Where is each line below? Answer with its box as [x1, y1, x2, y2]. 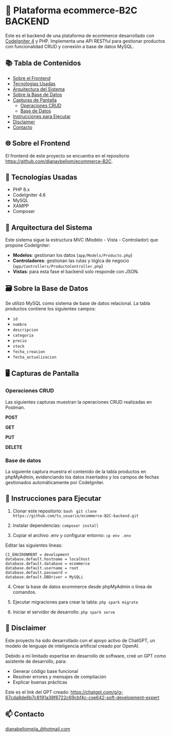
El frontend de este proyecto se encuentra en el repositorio [5, 152, 130, 158]
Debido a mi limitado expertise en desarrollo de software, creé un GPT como [5, 652, 166, 659]
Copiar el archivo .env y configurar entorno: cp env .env [12, 532, 131, 538]
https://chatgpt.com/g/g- [70, 689, 124, 695]
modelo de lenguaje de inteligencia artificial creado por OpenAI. [5, 643, 139, 649]
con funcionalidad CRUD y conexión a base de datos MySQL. [5, 43, 134, 49]
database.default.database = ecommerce [5, 561, 90, 566]
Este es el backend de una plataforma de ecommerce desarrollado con [5, 32, 155, 38]
